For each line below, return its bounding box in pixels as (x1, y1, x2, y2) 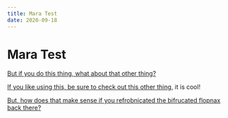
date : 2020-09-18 (7, 17, 58, 24)
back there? (7, 103, 42, 112)
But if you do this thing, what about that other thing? (7, 69, 156, 78)
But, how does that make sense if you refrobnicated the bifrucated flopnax (7, 96, 221, 105)
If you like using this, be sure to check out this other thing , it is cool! (7, 83, 201, 91)
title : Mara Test (7, 10, 58, 17)
